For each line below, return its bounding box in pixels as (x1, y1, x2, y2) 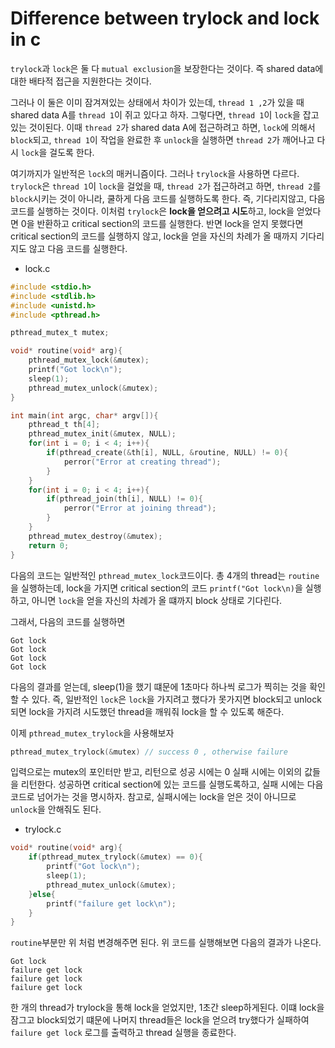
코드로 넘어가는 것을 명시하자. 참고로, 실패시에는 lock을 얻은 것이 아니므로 (10, 791, 297, 803)
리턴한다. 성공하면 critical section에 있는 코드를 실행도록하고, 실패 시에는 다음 (20, 778, 324, 791)
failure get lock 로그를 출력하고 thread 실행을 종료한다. (10, 1027, 237, 1039)
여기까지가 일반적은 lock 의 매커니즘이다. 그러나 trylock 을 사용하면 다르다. (10, 167, 300, 179)
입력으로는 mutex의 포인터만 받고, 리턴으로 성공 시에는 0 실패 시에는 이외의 (10, 766, 303, 778)
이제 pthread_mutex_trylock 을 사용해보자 (10, 727, 175, 739)
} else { (28, 889, 56, 899)
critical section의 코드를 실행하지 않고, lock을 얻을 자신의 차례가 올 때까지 (10, 230, 298, 242)
